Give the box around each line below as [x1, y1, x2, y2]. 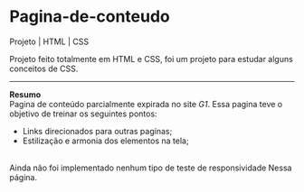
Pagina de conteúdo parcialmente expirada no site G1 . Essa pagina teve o [9, 98, 283, 109]
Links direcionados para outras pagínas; [22, 125, 173, 136]
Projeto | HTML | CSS [9, 36, 90, 47]
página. [9, 171, 38, 182]
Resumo [9, 88, 42, 100]
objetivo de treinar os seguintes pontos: [9, 108, 157, 119]
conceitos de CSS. [9, 63, 79, 74]
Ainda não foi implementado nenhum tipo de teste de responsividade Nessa [9, 162, 292, 173]
